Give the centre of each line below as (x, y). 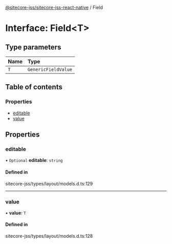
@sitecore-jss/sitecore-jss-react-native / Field (54, 7)
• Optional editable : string (34, 160)
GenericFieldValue (50, 70)
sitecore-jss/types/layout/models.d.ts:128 (49, 236)
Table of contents (34, 87)
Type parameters (33, 47)
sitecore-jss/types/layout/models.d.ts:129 (49, 183)
